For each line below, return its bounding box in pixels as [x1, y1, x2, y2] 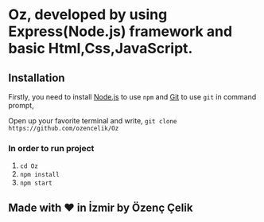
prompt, [8, 101, 34, 110]
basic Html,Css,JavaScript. [8, 40, 193, 57]
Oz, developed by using [8, 6, 168, 24]
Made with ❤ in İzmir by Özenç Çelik [8, 201, 193, 214]
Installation [8, 71, 65, 84]
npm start [19, 179, 53, 188]
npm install [19, 171, 60, 179]
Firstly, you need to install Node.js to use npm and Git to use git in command [8, 92, 257, 101]
